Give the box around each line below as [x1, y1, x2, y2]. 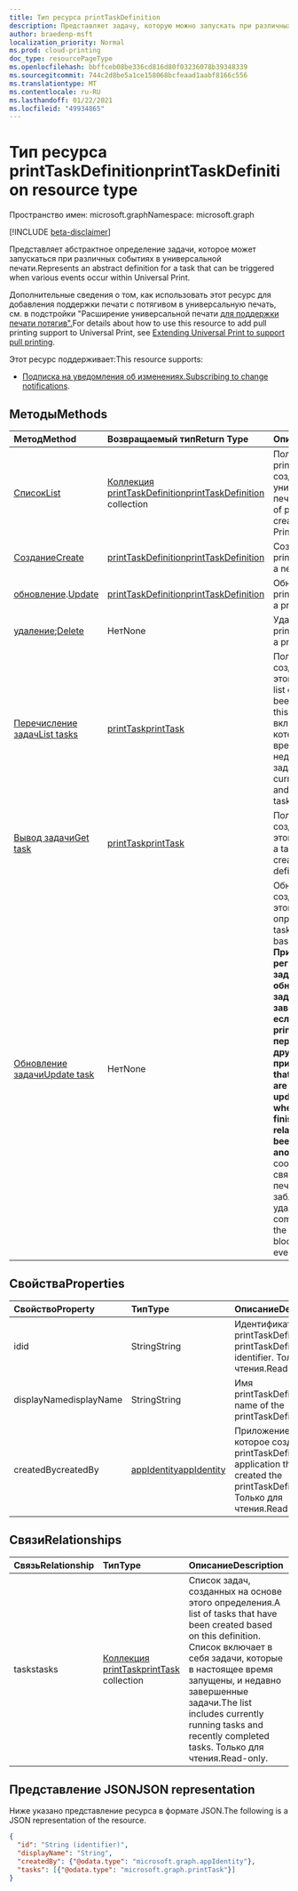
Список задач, [188, 1573, 251, 1586]
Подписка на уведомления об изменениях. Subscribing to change [21, 371, 269, 382]
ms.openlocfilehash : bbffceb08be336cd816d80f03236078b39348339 [9, 63, 248, 72]
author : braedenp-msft [9, 29, 93, 38]
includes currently [188, 1707, 264, 1719]
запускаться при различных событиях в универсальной [9, 253, 222, 264]
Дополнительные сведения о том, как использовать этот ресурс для [9, 290, 272, 301]
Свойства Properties [9, 1276, 126, 1292]
